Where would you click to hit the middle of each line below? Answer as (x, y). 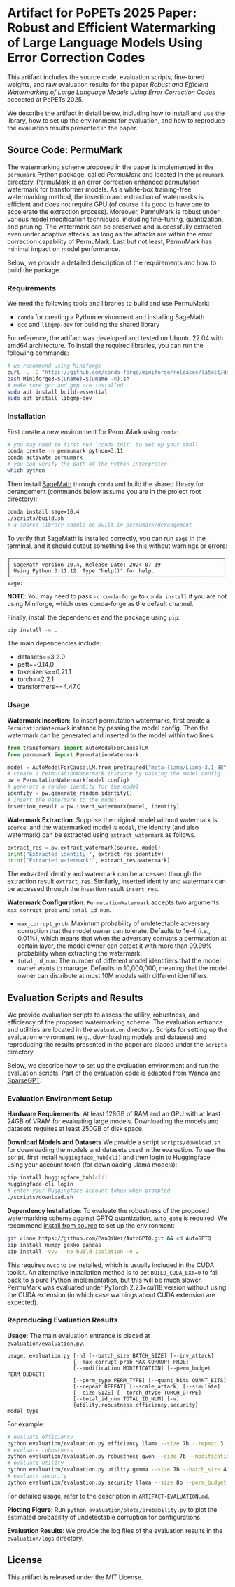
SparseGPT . (24, 1080)
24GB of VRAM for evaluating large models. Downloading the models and (113, 1121)
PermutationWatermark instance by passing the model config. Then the (108, 728)
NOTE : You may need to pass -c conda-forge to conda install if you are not (117, 596)
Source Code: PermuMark (65, 150)
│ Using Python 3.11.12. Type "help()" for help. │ (117, 571)
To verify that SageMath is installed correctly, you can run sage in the (107, 538)
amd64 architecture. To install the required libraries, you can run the (106, 346)
